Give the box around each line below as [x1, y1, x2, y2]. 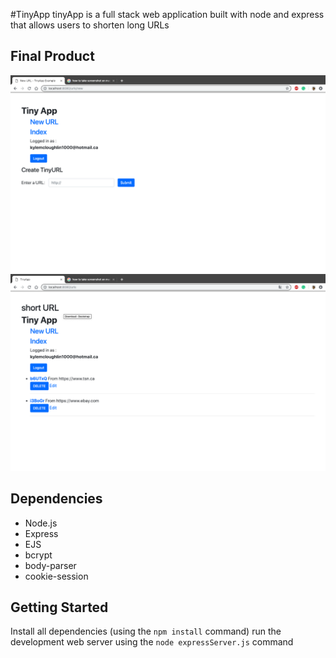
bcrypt [24, 549, 53, 561]
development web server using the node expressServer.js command [10, 636, 294, 648]
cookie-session [24, 570, 89, 582]
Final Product [10, 48, 95, 65]
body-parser [24, 559, 77, 571]
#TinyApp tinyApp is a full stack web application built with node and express [10, 9, 325, 20]
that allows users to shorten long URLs [10, 19, 170, 31]
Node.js [24, 517, 58, 529]
